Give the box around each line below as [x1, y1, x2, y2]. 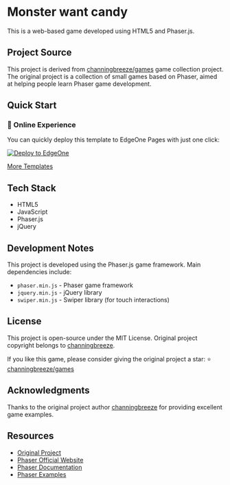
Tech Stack [7, 182, 56, 194]
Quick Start [7, 100, 57, 111]
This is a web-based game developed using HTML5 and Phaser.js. [7, 27, 195, 35]
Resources [7, 430, 54, 442]
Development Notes [7, 242, 94, 254]
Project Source [7, 47, 72, 58]
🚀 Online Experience [7, 120, 77, 130]
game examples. [7, 410, 54, 418]
